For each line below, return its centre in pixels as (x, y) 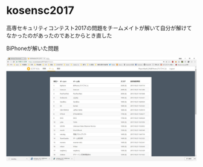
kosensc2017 (40, 11)
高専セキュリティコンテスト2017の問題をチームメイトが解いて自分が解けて (99, 28)
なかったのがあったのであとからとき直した (59, 35)
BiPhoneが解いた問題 (33, 48)
